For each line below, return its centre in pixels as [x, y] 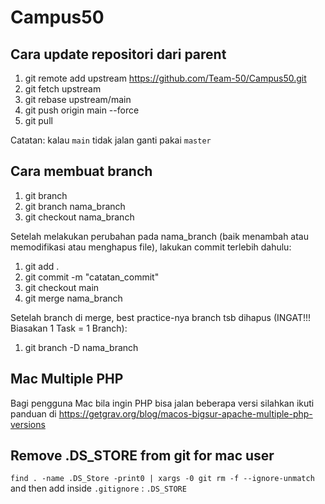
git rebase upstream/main [78, 99]
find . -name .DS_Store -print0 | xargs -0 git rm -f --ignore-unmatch [162, 479]
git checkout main [62, 287]
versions [28, 424]
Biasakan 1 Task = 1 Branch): [69, 328]
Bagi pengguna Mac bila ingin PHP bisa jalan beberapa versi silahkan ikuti [162, 403]
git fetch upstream [63, 89]
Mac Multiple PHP [67, 379]
